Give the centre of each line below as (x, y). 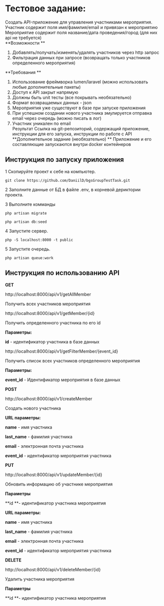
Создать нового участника (33, 408)
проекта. (14, 194)
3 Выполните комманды (30, 204)
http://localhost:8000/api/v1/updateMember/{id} (54, 474)
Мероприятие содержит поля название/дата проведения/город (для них (81, 32)
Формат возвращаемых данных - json (52, 102)
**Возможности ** (25, 43)
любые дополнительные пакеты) (46, 87)
